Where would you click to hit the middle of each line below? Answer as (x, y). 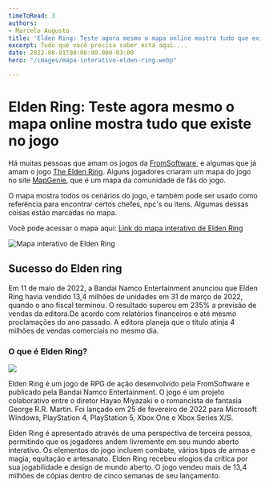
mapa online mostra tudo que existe (130, 124)
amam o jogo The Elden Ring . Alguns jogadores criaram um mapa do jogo (130, 171)
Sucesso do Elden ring (65, 269)
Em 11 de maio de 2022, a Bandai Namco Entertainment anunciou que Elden (133, 288)
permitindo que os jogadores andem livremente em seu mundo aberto (124, 442)
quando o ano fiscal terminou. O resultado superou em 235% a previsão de (132, 305)
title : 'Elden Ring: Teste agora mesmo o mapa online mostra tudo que (128, 38)
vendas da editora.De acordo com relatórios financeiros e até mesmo (122, 314)
